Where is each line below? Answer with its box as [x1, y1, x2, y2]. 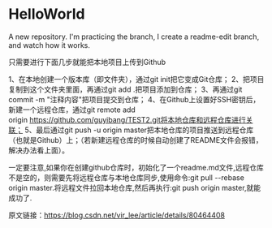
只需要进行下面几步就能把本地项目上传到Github [8, 57, 166, 67]
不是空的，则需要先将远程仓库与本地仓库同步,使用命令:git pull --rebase [8, 172, 245, 183]
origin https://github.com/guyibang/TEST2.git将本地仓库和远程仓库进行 [8, 114, 246, 124]
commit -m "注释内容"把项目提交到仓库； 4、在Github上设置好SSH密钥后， [8, 94, 261, 104]
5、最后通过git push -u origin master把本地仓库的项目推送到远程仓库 [24, 125, 254, 135]
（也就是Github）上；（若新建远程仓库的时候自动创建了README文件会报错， [8, 135, 263, 144]
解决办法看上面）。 [8, 145, 69, 155]
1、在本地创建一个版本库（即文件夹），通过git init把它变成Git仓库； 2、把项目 [8, 74, 265, 84]
